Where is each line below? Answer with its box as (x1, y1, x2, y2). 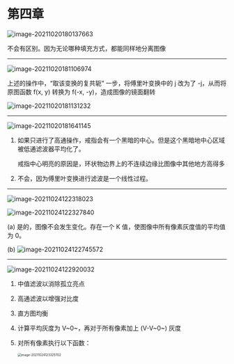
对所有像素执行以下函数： (17, 338, 91, 347)
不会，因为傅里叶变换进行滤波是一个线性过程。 (17, 174, 152, 182)
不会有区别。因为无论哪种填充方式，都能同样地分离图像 (7, 44, 166, 52)
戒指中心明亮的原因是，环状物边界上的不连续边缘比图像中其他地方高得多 (17, 159, 225, 168)
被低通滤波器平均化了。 (17, 144, 85, 153)
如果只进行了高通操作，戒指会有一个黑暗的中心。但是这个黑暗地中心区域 (17, 136, 225, 144)
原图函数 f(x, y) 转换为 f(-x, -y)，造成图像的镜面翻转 (7, 88, 156, 96)
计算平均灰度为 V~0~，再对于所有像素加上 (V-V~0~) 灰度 (17, 324, 182, 332)
